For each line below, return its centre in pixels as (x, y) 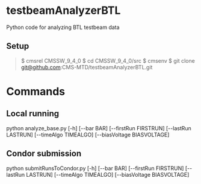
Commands (36, 91)
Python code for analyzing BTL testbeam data (63, 27)
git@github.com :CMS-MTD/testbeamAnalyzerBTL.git (87, 67)
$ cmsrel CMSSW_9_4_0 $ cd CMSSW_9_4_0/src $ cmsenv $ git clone (108, 60)
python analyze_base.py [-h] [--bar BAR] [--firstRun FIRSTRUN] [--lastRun (99, 128)
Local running (32, 114)
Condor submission (44, 154)
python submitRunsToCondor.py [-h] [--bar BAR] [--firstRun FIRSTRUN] (95, 168)
